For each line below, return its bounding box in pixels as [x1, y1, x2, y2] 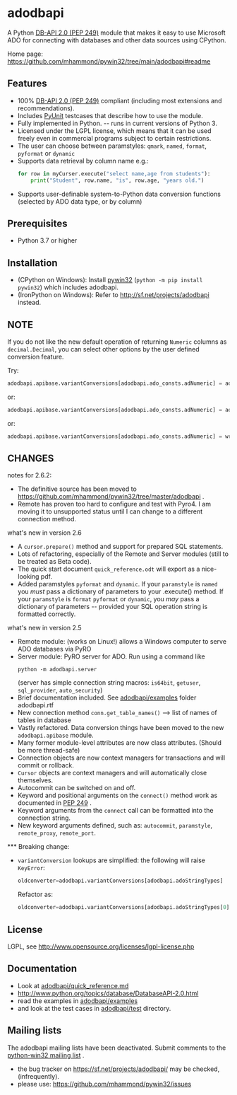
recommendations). [17, 104, 75, 112]
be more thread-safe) [17, 746, 80, 755]
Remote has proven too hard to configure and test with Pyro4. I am [17, 500, 212, 509]
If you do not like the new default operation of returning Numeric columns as [7, 337, 227, 346]
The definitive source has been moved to [17, 485, 138, 493]
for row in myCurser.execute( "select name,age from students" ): [17, 170, 211, 178]
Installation [7, 257, 58, 269]
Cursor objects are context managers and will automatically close [17, 769, 207, 777]
